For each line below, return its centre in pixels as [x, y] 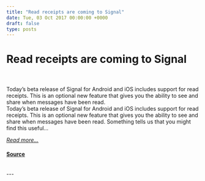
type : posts [21, 29]
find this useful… [28, 128]
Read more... [22, 140]
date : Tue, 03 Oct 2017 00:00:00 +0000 [57, 18]
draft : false [23, 23]
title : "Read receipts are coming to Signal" [65, 12]
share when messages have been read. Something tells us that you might [99, 122]
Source [16, 154]
